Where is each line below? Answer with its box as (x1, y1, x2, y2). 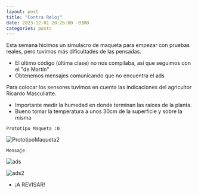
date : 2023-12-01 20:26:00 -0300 (6, 20, 89, 26)
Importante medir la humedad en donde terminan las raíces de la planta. (14, 102, 192, 109)
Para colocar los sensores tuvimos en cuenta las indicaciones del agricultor (6, 84, 192, 91)
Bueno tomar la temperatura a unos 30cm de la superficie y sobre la (14, 108, 183, 115)
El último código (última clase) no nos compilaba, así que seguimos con (14, 60, 191, 67)
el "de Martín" (14, 66, 49, 73)
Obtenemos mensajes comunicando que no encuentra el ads (14, 72, 165, 79)
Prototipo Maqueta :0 (6, 126, 60, 132)
